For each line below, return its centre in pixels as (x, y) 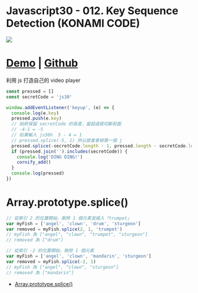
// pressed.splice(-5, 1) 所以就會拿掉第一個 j (67, 140)
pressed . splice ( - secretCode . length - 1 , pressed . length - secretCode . (100, 146)
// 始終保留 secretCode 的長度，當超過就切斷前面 (66, 124)
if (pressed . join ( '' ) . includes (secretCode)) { (70, 152)
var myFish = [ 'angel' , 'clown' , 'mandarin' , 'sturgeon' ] (79, 256)
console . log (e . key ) (35, 113)
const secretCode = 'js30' (39, 97)
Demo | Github (42, 63)
